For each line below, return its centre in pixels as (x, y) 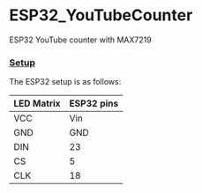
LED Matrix (37, 104)
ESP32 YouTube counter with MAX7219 (80, 40)
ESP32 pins (94, 104)
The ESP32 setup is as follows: (65, 82)
